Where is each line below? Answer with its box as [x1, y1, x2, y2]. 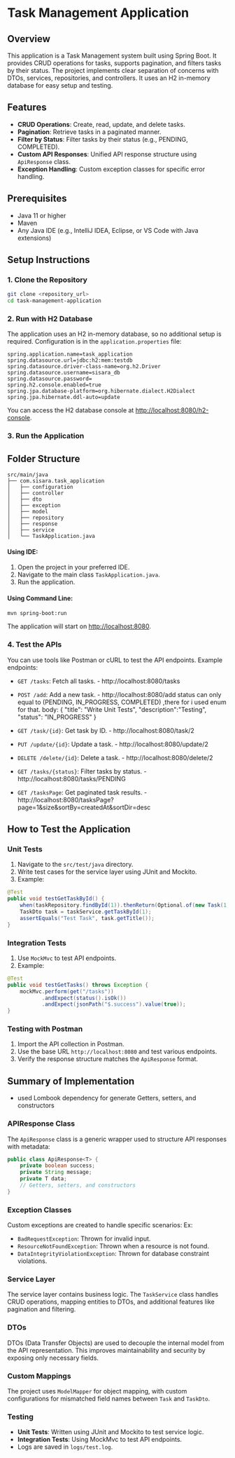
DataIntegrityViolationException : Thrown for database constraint [17, 1250, 210, 1258]
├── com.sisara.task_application [7, 478, 105, 485]
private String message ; [20, 1169, 92, 1176]
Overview [7, 33, 51, 45]
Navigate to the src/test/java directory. [17, 860, 134, 869]
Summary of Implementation [7, 1075, 135, 1087]
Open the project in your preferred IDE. [17, 563, 130, 572]
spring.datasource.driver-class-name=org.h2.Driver [7, 363, 161, 370]
